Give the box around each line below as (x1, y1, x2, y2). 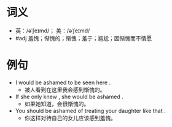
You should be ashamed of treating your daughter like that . (15, 107, 166, 114)
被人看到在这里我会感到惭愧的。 (24, 86, 106, 93)
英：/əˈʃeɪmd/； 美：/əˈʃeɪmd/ (15, 27, 90, 34)
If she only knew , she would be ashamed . (15, 93, 124, 100)
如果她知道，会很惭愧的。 (24, 100, 90, 107)
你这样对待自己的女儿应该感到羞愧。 (24, 114, 117, 122)
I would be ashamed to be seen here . (15, 79, 111, 86)
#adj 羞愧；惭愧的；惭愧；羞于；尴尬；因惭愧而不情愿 (15, 34, 152, 42)
